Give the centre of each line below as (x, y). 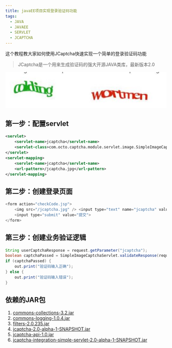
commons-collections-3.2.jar (43, 313)
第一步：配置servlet (37, 124)
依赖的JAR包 (26, 300)
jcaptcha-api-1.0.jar (33, 334)
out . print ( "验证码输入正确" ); (44, 267)
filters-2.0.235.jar (31, 323)
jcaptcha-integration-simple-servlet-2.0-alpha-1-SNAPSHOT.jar (80, 340)
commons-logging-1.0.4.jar (41, 318)
